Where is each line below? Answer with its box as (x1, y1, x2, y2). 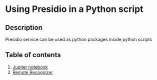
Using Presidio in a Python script (5, 3, 143, 15)
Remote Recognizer (12, 69, 53, 75)
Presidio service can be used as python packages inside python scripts (5, 36, 152, 42)
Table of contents (5, 51, 61, 59)
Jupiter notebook (12, 64, 48, 70)
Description (5, 23, 42, 32)
